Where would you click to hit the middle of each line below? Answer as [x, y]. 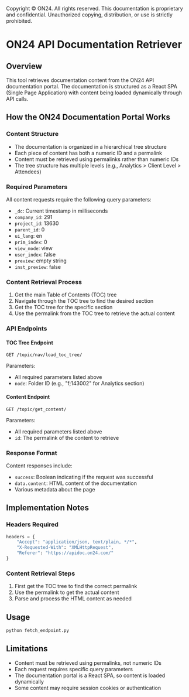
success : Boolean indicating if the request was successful [84, 477]
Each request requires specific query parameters [74, 669]
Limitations [27, 649]
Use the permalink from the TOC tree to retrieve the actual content [94, 313]
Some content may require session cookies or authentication [88, 688]
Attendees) [28, 172]
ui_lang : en [28, 235]
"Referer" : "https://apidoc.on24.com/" [65, 553]
